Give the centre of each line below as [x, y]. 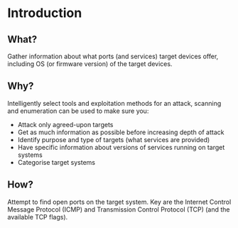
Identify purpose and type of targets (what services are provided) [114, 139]
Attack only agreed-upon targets [65, 124]
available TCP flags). [38, 217]
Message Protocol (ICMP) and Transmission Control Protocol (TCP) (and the [119, 209]
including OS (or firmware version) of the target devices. [90, 64]
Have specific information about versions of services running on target [121, 147]
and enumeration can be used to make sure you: [78, 111]
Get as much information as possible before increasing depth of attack [121, 132]
